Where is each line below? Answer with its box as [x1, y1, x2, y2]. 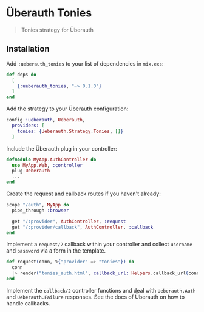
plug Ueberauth [12, 168, 50, 174]
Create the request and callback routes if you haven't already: [6, 190, 161, 197]
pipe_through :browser [12, 207, 69, 214]
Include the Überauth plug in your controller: [6, 144, 117, 152]
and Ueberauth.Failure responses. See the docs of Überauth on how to [6, 293, 185, 300]
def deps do [6, 72, 36, 78]
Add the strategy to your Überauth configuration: [6, 105, 129, 112]
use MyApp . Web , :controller [12, 162, 83, 168]
